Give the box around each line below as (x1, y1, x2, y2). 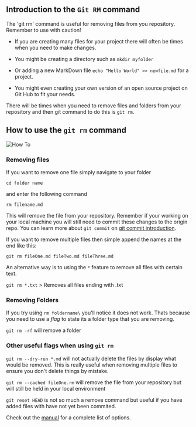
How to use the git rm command (6, 126, 127, 135)
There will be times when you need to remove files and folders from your (6, 102, 181, 109)
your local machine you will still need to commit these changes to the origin (6, 218, 188, 225)
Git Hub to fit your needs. (14, 90, 76, 97)
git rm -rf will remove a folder (6, 327, 81, 334)
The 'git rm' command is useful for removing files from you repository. (6, 20, 176, 27)
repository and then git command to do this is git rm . (6, 108, 135, 115)
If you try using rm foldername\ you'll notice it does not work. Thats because (6, 309, 190, 316)
